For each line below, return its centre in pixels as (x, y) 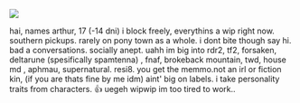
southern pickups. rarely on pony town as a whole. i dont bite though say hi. (150, 40)
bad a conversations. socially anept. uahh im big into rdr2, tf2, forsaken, (143, 50)
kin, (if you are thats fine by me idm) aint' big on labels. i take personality (145, 79)
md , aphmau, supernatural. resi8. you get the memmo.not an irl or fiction (145, 69)
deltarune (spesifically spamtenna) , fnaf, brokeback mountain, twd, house (148, 60)
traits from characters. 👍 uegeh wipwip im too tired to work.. (123, 89)
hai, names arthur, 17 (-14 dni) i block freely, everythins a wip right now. (142, 31)
